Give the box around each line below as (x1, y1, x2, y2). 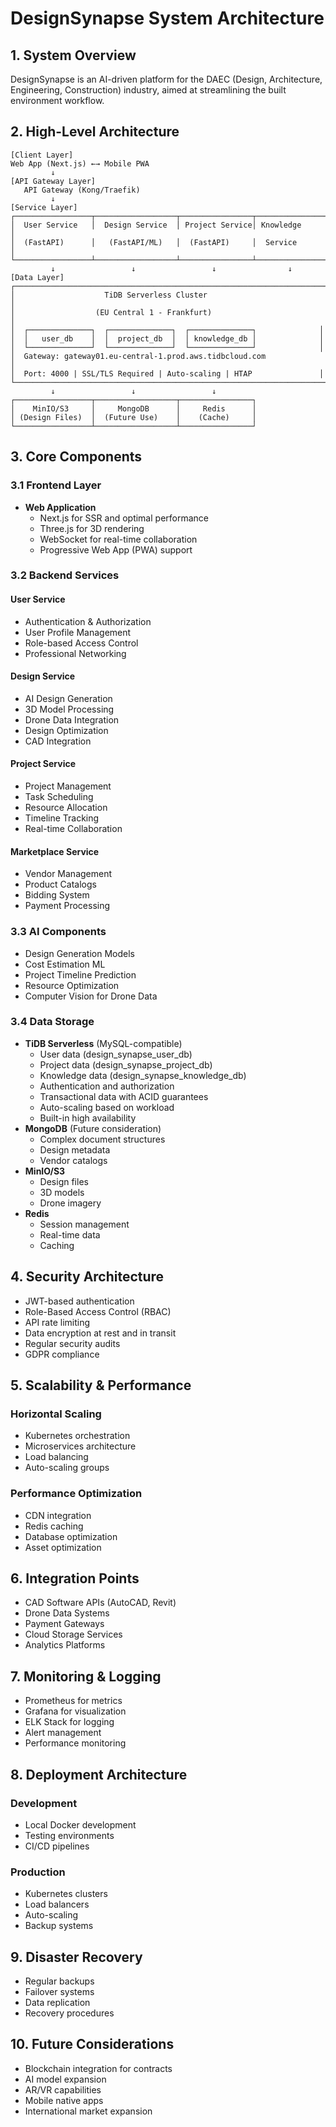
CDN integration (24, 1509, 92, 1521)
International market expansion (24, 2105, 153, 2117)
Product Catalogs (24, 878, 97, 891)
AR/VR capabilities (24, 2083, 102, 2096)
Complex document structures (39, 1133, 166, 1145)
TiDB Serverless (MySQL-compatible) (24, 1037, 183, 1049)
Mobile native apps (24, 2094, 104, 2106)
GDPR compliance (24, 1348, 100, 1360)
